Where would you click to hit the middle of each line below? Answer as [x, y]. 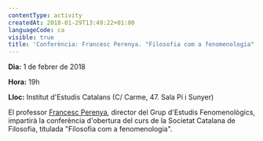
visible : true [31, 37]
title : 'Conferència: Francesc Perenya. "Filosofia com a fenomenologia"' [133, 45]
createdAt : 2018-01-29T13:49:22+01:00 [71, 23]
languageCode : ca [37, 30]
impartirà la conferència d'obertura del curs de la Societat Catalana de [122, 121]
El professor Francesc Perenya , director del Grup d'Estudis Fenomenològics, [132, 112]
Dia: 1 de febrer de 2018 [47, 67]
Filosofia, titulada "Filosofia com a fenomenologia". [90, 129]
